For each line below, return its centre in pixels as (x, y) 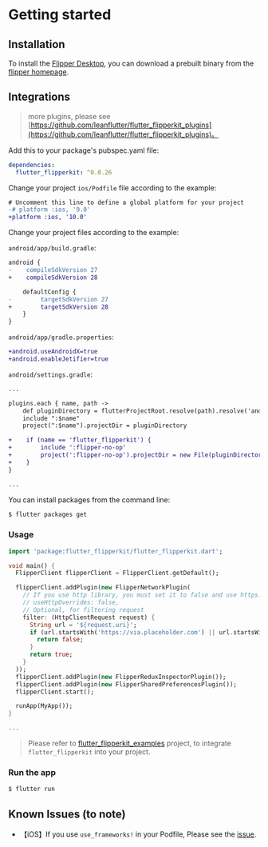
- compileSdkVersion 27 (53, 270)
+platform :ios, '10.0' (48, 218)
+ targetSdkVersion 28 (59, 307)
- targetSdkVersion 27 (59, 299)
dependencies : (32, 165)
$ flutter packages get (48, 514)
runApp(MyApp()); (44, 706)
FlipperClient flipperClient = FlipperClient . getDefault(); (117, 573)
